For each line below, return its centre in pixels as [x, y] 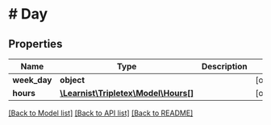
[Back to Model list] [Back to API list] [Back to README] [101, 113]
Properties [35, 44]
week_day [32, 80]
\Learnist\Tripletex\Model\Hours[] [127, 93]
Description [224, 67]
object [73, 80]
